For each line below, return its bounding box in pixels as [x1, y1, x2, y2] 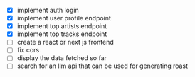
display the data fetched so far [16, 54, 107, 62]
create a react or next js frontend [16, 38, 115, 47]
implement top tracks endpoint [16, 30, 107, 38]
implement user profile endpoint [16, 14, 112, 23]
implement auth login [16, 6, 79, 14]
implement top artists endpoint [16, 22, 107, 30]
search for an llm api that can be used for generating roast [16, 61, 189, 70]
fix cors [16, 46, 40, 54]
